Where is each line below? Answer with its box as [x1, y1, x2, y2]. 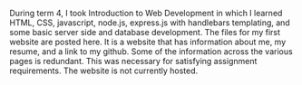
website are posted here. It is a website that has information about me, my [9, 36, 287, 47]
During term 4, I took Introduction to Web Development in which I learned [9, 8, 283, 18]
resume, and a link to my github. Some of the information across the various [9, 46, 293, 57]
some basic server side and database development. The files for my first [9, 27, 281, 37]
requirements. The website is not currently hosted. [9, 65, 199, 76]
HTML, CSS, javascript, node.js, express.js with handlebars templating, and [9, 17, 290, 28]
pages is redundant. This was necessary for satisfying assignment [9, 56, 258, 66]
